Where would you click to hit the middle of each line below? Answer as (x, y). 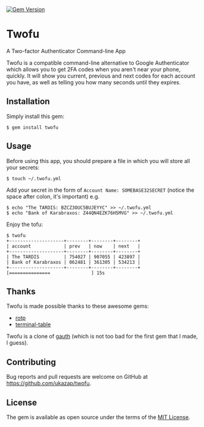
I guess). (17, 343)
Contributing (31, 362)
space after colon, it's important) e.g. (53, 196)
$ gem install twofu (33, 127)
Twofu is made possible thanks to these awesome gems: (78, 306)
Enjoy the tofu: (25, 224)
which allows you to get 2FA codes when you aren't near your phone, (93, 69)
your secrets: (23, 167)
